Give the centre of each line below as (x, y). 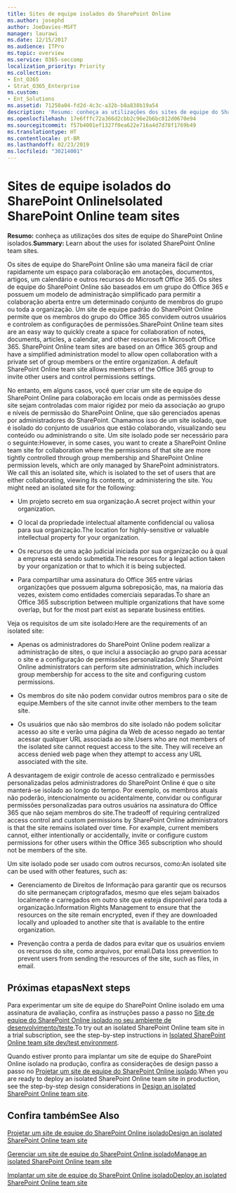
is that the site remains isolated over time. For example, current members (113, 827)
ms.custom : (23, 92)
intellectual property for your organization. (79, 537)
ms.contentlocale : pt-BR (44, 138)
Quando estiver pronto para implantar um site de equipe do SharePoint (110, 1056)
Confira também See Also (63, 1116)
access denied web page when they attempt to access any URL (110, 754)
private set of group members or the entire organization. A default (103, 361)
